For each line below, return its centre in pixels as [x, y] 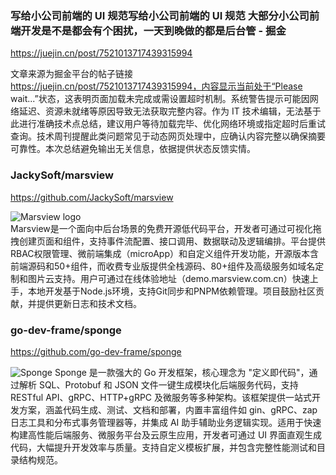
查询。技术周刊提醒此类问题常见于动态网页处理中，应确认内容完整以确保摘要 [168, 136]
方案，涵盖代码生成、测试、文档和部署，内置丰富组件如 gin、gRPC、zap [168, 409]
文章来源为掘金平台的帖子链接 [71, 74]
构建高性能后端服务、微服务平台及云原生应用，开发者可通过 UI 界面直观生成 [166, 434]
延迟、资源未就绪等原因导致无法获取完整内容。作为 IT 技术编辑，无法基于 [170, 111]
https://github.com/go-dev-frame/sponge [96, 351]
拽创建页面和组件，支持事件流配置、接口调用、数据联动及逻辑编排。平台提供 [168, 241]
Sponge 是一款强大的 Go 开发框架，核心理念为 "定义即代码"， [182, 372]
